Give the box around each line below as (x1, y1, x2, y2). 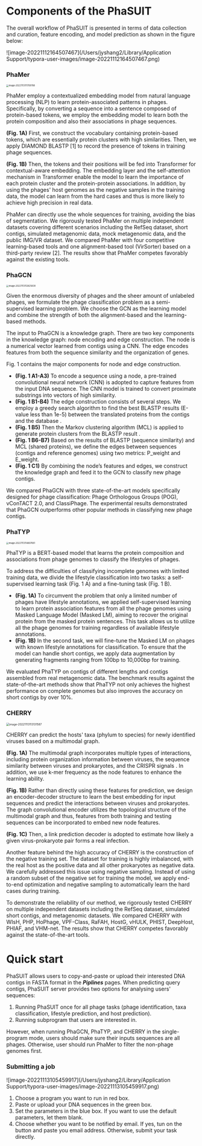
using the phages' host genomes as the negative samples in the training (6, 186, 185, 193)
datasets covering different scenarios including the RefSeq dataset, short (6, 223, 188, 231)
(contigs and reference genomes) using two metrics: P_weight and (14, 450, 181, 457)
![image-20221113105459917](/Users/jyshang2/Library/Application (6, 1076, 171, 1084)
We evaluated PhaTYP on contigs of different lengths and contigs (6, 668, 169, 675)
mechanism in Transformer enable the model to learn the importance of (6, 173, 184, 180)
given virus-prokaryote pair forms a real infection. (6, 837, 130, 845)
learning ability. (6, 775, 45, 782)
